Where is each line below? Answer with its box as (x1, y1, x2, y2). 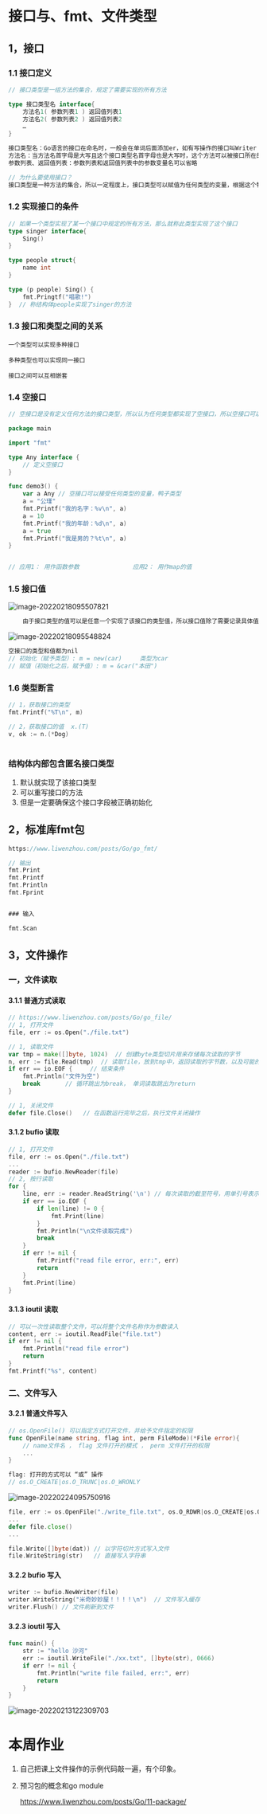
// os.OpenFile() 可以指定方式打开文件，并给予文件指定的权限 (8, 1427, 193, 1435)
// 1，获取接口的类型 (8, 701, 70, 709)
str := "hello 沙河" (22, 1647, 88, 1655)
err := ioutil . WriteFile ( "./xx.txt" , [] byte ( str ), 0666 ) (22, 1655, 215, 1663)
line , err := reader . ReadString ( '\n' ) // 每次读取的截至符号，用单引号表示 (22, 1190, 260, 1198)
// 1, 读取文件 (8, 1043, 54, 1051)
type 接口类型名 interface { (8, 100, 95, 108)
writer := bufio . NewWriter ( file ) (8, 1589, 119, 1597)
